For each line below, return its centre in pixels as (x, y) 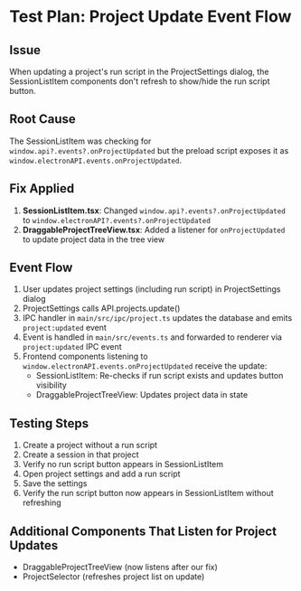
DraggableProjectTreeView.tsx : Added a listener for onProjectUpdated (154, 230)
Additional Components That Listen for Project (143, 531)
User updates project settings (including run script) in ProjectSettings (151, 289)
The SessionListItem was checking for (80, 141)
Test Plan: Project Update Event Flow (150, 17)
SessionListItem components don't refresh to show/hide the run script (140, 81)
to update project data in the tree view (94, 239)
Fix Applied (42, 188)
